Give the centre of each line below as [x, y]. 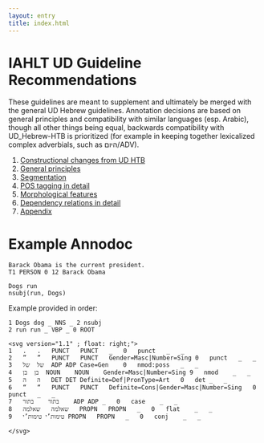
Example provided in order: [53, 308]
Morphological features [59, 194]
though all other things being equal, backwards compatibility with [116, 128]
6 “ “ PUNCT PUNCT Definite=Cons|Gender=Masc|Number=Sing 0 [132, 388]
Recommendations [73, 80]
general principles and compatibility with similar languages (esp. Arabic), [129, 119]
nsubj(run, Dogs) [37, 294]
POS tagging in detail [55, 186]
